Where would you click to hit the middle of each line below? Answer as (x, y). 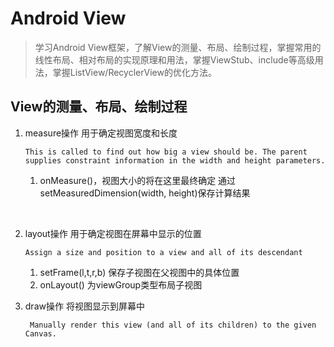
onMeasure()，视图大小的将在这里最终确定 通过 (138, 180)
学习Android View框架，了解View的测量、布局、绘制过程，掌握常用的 (178, 47)
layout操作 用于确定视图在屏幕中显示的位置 (113, 233)
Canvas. (40, 333)
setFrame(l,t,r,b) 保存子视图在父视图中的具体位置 (139, 272)
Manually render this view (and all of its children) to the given (173, 325)
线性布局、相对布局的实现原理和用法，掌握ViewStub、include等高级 (174, 59)
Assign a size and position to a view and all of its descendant (163, 252)
